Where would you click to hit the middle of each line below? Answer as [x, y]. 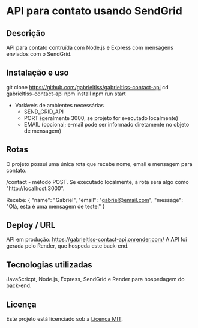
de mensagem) [43, 131]
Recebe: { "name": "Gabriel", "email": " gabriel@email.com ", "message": [95, 200]
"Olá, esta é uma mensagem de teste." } [55, 206]
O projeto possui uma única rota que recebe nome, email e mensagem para [100, 164]
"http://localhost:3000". [35, 188]
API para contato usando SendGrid [94, 11]
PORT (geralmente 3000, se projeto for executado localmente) [101, 118]
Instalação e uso [37, 73]
